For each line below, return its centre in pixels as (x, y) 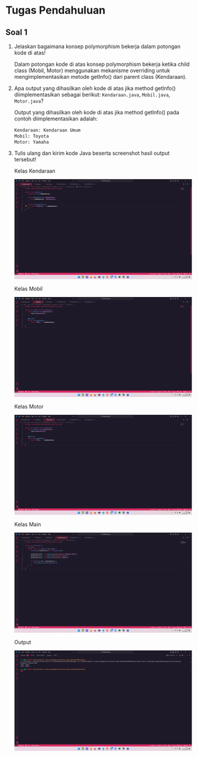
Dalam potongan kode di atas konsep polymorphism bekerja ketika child (102, 64)
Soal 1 (17, 32)
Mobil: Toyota (31, 136)
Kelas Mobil (28, 289)
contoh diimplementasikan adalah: (56, 119)
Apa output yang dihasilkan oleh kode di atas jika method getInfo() (95, 88)
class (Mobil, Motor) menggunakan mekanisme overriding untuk (92, 71)
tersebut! (25, 159)
